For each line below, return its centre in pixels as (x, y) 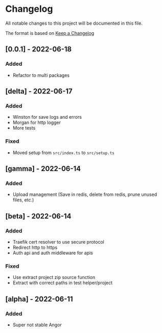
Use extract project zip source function (54, 277)
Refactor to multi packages (41, 75)
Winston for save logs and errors (47, 117)
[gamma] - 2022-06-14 (43, 169)
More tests (24, 128)
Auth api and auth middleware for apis (53, 253)
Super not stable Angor (37, 325)
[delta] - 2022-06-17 (39, 91)
